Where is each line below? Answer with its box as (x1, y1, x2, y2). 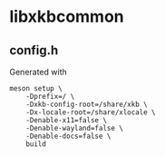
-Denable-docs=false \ (25, 132, 112, 141)
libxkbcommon (9, 6, 124, 27)
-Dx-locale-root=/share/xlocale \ (25, 108, 156, 117)
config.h (9, 43, 59, 58)
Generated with (9, 66, 67, 77)
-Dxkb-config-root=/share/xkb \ (25, 100, 148, 109)
